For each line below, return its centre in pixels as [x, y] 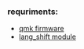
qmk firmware [41, 29]
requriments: [33, 12]
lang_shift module [47, 37]
